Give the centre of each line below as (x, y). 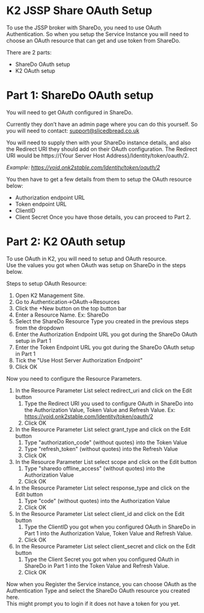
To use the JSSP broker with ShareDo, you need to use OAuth (84, 28)
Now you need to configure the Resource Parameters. (74, 378)
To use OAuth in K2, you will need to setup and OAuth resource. (86, 259)
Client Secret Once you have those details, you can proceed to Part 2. (103, 217)
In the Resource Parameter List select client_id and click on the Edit (100, 513)
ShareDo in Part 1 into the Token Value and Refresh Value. (97, 565)
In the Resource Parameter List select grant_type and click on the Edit (103, 429)
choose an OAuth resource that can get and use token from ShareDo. (93, 40)
